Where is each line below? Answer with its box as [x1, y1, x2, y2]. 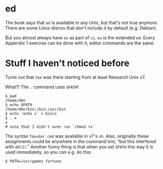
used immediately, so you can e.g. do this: [5, 149, 92, 155]
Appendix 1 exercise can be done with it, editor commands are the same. [5, 40, 155, 46]
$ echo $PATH [5, 102, 32, 107]
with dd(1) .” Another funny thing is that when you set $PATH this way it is [5, 143, 153, 149]
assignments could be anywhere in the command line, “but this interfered [5, 138, 156, 144]
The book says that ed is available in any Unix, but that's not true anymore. [5, 20, 158, 26]
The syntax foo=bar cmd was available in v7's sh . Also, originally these [5, 133, 149, 139]
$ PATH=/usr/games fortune [5, 158, 61, 163]
